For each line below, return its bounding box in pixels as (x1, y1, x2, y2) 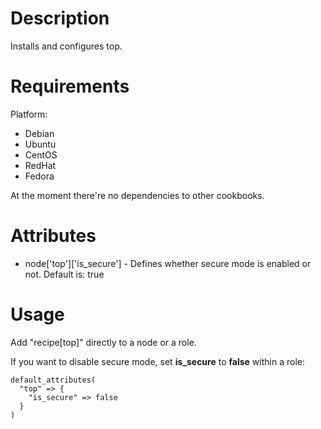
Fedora (24, 170, 55, 182)
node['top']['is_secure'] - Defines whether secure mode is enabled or (24, 257, 312, 269)
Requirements (10, 75, 130, 98)
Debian (24, 127, 55, 139)
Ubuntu (24, 138, 57, 150)
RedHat (24, 159, 57, 171)
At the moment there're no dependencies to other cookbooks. (10, 189, 265, 201)
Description (10, 7, 110, 30)
